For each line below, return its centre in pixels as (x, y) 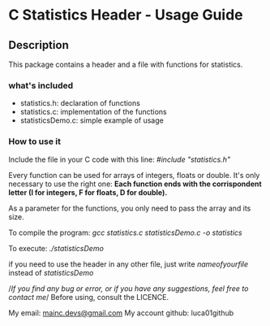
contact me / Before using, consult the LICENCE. (89, 297)
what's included (41, 85)
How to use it (34, 141)
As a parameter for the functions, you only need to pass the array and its (130, 208)
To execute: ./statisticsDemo (56, 248)
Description (39, 45)
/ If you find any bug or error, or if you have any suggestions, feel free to (129, 288)
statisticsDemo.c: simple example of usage (92, 120)
